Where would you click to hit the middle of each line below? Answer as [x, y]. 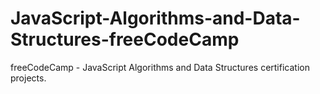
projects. [28, 78]
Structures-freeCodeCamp [125, 39]
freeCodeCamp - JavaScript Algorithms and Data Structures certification [160, 67]
